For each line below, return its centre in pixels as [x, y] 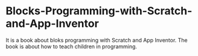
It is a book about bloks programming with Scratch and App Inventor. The [97, 40]
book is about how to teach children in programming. [71, 46]
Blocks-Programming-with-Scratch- [99, 11]
